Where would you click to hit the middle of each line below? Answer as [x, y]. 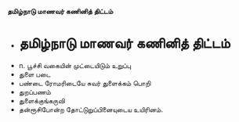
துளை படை [34, 74]
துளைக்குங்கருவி [42, 100]
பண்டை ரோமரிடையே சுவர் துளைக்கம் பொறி [85, 83]
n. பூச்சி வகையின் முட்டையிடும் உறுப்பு [74, 65]
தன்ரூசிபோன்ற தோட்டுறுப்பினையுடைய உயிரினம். [91, 109]
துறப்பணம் [35, 91]
